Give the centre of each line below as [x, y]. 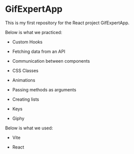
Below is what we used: [29, 128]
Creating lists [26, 99]
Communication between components [51, 61]
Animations [24, 80]
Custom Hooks [27, 42]
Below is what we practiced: [34, 32]
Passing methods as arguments [44, 89]
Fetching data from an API [39, 51]
